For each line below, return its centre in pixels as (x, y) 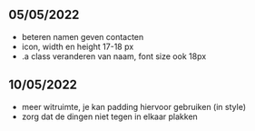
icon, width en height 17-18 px (78, 46)
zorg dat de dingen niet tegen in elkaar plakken (110, 116)
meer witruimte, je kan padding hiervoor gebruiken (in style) (134, 106)
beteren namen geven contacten (83, 36)
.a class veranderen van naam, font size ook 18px (114, 56)
